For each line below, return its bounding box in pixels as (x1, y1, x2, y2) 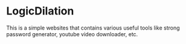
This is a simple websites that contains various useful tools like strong (6, 24, 180, 31)
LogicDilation (6, 4, 74, 18)
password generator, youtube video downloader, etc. (6, 30, 138, 37)
